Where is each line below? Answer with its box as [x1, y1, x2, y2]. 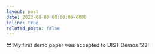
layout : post [6, 8, 39, 15]
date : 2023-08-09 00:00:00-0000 [6, 14, 87, 20]
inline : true [6, 20, 39, 26]
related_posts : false [6, 25, 60, 31]
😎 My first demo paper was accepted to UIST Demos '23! [6, 42, 150, 49]
